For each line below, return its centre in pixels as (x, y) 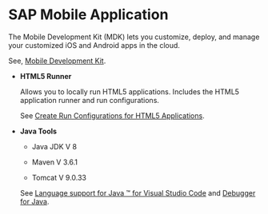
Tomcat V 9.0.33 (59, 177)
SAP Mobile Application (88, 15)
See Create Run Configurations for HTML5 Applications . (112, 115)
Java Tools (38, 131)
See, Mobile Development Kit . (57, 61)
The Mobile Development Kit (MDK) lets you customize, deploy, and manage (134, 37)
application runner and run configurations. (90, 100)
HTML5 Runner (46, 76)
